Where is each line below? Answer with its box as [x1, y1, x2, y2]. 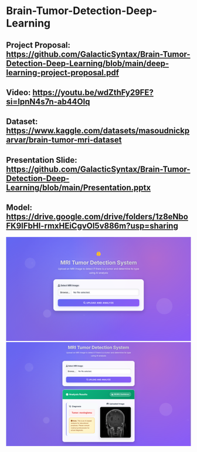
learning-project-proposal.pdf [6, 68, 119, 78]
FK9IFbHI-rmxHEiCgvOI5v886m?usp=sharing [6, 221, 179, 231]
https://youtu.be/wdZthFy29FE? [32, 87, 154, 98]
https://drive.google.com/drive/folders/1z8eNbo [6, 212, 189, 222]
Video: [6, 87, 31, 98]
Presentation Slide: [6, 155, 77, 165]
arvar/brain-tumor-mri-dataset [6, 135, 122, 145]
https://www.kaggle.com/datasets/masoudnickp [6, 126, 190, 136]
